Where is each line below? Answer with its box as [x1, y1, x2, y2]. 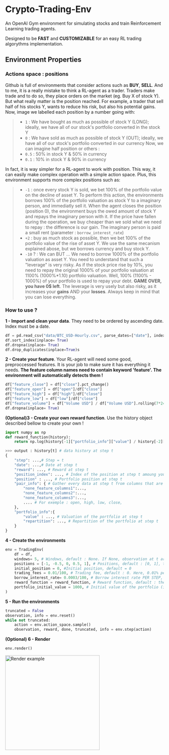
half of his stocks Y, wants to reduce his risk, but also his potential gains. [5, 104, 156, 110]
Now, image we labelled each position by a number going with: [5, 109, 135, 115]
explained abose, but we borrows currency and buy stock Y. [25, 245, 150, 251]
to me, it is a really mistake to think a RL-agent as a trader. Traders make [5, 87, 155, 93]
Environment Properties [5, 56, 82, 64]
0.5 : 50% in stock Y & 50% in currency [25, 150, 107, 157]
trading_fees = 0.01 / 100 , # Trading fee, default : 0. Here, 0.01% [14, 571, 158, 576]
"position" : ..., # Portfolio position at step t [14, 476, 123, 482]
